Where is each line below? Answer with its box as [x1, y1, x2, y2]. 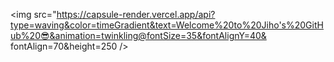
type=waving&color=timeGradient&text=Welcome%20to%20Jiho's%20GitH [10, 19, 324, 31]
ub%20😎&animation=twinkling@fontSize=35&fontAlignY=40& [10, 30, 267, 41]
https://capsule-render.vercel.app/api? [56, 9, 216, 20]
